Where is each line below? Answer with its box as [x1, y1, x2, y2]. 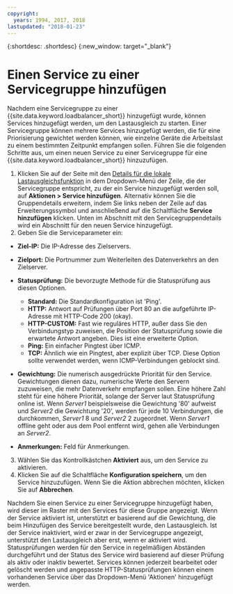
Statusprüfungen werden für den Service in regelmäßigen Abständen [7, 543, 205, 552]
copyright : [7, 10, 39, 17]
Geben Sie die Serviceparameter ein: [17, 229, 123, 237]
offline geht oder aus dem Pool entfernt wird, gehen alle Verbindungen [17, 422, 220, 430]
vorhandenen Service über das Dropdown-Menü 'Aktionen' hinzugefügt [7, 573, 214, 581]
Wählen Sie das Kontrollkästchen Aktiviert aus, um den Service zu [17, 456, 209, 465]
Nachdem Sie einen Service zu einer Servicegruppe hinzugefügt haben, [7, 499, 214, 508]
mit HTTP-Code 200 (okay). [53, 312, 134, 321]
